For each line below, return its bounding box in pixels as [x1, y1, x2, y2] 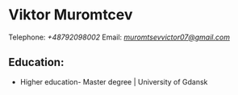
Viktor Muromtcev [8, 6, 133, 24]
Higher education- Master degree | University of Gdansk [19, 76, 208, 86]
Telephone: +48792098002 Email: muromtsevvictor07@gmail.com [8, 32, 230, 42]
